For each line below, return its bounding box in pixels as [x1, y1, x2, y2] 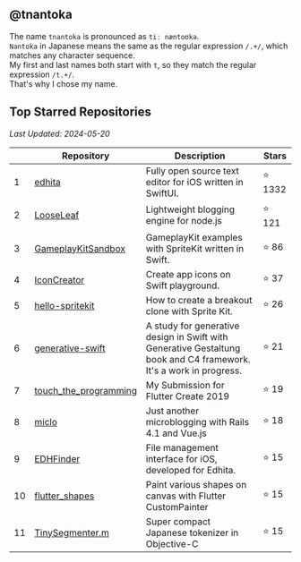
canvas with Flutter [145, 490, 227, 502]
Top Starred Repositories [9, 105, 152, 120]
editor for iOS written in [145, 175, 244, 188]
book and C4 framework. [145, 353, 251, 365]
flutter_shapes [34, 490, 95, 502]
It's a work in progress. [145, 364, 242, 377]
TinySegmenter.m [34, 526, 110, 539]
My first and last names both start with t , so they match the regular [9, 59, 257, 70]
